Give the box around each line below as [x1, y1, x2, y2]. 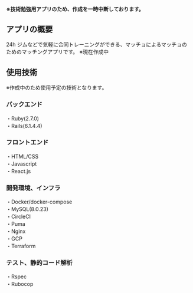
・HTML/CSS [6, 153, 39, 160]
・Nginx [6, 228, 26, 235]
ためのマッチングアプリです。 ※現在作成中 [6, 48, 109, 55]
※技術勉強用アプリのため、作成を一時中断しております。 [6, 5, 145, 12]
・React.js [6, 167, 31, 175]
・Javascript [6, 160, 37, 167]
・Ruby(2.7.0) [6, 115, 40, 122]
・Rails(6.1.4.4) [6, 122, 42, 129]
